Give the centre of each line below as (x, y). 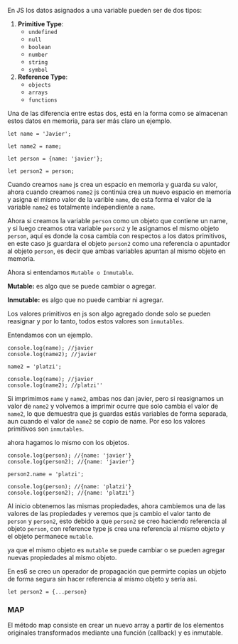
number (38, 55)
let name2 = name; (34, 146)
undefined (43, 32)
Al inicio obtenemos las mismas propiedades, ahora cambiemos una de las (117, 506)
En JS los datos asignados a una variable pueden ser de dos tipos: (105, 10)
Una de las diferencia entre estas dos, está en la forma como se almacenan (118, 113)
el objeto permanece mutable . (50, 536)
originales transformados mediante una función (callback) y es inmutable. (115, 633)
